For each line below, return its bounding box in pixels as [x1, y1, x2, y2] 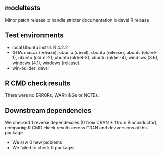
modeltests [5, 4, 41, 12]
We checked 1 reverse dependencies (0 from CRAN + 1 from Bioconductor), [5, 120, 158, 126]
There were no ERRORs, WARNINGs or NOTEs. [5, 92, 99, 98]
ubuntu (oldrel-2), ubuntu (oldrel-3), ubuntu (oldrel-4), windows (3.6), [18, 54, 159, 60]
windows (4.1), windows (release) [12, 60, 80, 66]
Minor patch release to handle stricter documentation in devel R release [5, 17, 149, 23]
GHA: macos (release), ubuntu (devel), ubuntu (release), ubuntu [12, 49, 141, 55]
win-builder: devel [12, 65, 49, 71]
